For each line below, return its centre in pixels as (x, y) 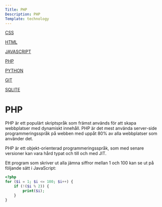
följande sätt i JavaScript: (31, 168)
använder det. (19, 139)
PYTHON (14, 71)
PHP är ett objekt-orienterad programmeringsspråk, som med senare (75, 148)
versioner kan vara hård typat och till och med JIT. (56, 154)
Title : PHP (16, 10)
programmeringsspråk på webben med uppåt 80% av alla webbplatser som (81, 133)
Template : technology (27, 19)
